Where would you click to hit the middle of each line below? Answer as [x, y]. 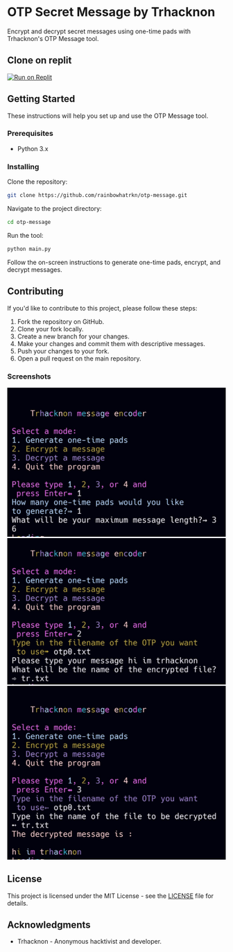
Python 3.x [33, 148]
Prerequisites [30, 134]
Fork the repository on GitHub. [61, 321]
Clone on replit [40, 61]
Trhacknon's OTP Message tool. [53, 38]
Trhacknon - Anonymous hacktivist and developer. [89, 942]
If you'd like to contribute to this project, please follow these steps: [102, 308]
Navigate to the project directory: [54, 209]
